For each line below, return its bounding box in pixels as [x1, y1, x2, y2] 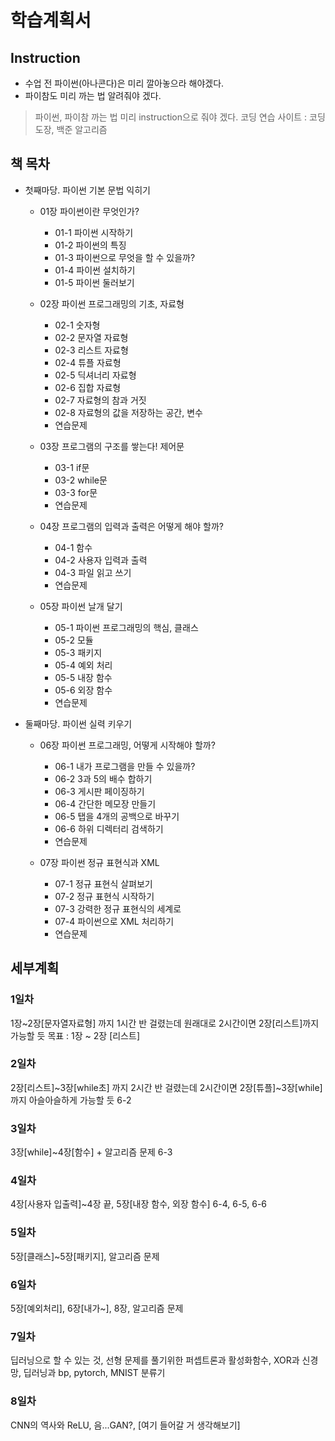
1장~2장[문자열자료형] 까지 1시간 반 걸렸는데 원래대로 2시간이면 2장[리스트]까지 [10, 1017, 320, 1029]
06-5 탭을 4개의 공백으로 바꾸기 [54, 810, 180, 822]
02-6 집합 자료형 [54, 381, 122, 393]
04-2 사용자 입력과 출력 [54, 554, 148, 566]
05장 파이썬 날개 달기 [39, 600, 123, 612]
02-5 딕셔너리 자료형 [54, 369, 137, 381]
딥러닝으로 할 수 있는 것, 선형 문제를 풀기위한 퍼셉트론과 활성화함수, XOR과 [10, 1354, 300, 1366]
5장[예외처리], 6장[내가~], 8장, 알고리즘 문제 [10, 1302, 184, 1314]
